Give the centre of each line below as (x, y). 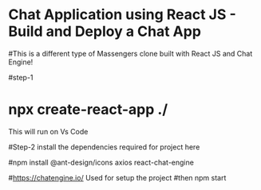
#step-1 (21, 77)
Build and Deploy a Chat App (105, 31)
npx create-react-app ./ (88, 110)
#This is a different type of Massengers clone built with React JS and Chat (130, 53)
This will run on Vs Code (48, 131)
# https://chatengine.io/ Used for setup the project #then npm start (117, 177)
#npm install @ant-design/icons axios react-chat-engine (101, 162)
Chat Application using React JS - (123, 15)
